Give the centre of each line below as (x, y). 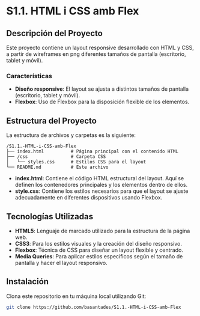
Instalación (28, 281)
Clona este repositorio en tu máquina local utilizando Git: (76, 296)
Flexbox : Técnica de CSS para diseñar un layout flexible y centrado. (99, 250)
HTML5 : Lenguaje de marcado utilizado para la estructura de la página (102, 231)
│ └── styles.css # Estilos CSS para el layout (76, 162)
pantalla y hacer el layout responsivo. (61, 263)
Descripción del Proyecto (55, 33)
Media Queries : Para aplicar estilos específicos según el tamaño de (99, 256)
